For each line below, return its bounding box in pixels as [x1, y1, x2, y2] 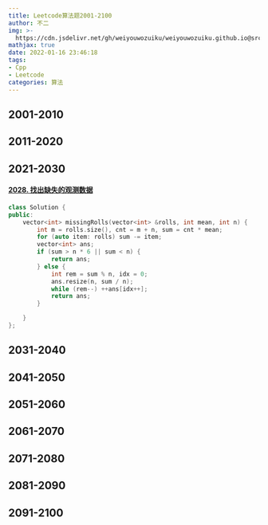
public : [8, 210, 34, 219]
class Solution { [8, 203, 66, 211]
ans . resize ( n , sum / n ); [50, 277, 134, 285]
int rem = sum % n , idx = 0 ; [50, 270, 148, 278]
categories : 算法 [8, 78, 64, 86]
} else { [37, 262, 66, 271]
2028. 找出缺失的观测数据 [8, 185, 93, 195]
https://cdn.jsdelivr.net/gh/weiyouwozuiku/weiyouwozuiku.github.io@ [15, 33, 251, 42]
